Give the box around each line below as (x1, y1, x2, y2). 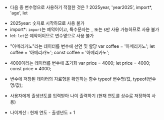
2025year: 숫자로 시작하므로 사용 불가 (9, 20, 85, 26)
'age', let (9, 10, 28, 16)
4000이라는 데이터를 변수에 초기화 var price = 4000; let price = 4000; (9, 60, 151, 66)
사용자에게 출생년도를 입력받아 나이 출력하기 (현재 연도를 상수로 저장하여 (9, 93, 151, 99)
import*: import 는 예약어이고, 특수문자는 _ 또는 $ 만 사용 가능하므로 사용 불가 (9, 26, 159, 32)
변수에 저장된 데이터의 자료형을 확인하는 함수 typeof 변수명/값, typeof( (9, 76, 148, 82)
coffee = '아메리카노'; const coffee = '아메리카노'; (9, 49, 109, 55)
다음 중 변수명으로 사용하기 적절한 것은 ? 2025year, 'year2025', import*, (9, 4, 152, 10)
